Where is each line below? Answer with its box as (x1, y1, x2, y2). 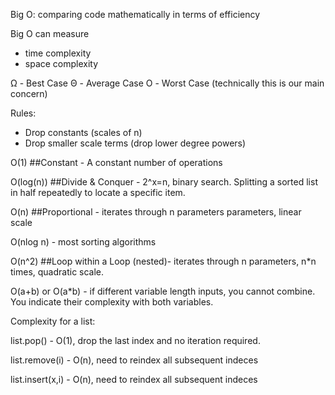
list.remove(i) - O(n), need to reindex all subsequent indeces (10, 354, 259, 366)
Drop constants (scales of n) (24, 127, 143, 138)
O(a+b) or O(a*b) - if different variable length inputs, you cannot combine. (10, 285, 316, 297)
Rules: (10, 107, 37, 119)
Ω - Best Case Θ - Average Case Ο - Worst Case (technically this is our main (10, 77, 325, 89)
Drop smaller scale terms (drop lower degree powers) (24, 137, 247, 149)
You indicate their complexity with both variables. (10, 296, 214, 308)
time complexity (24, 47, 92, 59)
